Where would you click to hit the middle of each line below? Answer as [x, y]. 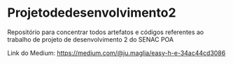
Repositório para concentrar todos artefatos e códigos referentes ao [106, 32]
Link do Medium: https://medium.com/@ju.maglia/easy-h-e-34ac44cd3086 [116, 53]
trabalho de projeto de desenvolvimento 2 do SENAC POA [90, 39]
